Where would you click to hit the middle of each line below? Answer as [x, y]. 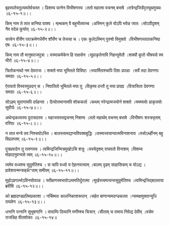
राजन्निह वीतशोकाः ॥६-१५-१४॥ [31, 217]
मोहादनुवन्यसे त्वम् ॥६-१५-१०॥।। [34, 155]
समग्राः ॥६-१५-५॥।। [24, 76]
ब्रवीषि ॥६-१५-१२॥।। [24, 186]
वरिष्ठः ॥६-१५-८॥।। [24, 123]
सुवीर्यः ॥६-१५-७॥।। [24, 107]
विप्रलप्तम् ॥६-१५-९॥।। [26, 139]
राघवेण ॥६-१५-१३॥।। [25, 202]
